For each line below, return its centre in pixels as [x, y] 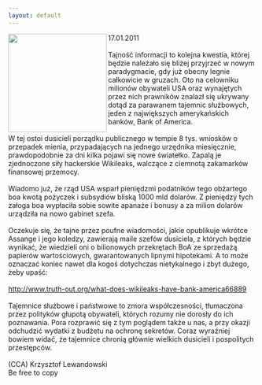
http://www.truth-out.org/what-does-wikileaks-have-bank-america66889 [127, 289]
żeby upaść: [28, 272]
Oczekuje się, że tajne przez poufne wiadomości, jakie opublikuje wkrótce [128, 230]
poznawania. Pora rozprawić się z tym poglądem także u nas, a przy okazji [129, 322]
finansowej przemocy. [44, 172]
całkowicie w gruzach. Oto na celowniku [173, 80]
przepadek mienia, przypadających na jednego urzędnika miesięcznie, [122, 146]
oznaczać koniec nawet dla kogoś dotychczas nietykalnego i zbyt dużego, [129, 264]
